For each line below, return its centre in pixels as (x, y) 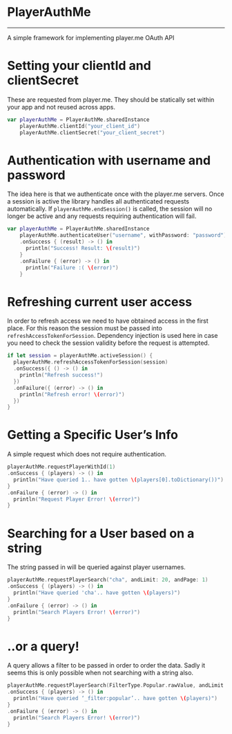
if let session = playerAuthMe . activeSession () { (80, 356)
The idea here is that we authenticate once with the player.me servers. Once (116, 194)
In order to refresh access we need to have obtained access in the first (108, 321)
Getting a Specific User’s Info (93, 435)
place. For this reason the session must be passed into (85, 328)
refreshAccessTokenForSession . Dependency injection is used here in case (113, 336)
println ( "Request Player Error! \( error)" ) (77, 499)
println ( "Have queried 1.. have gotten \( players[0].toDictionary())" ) (119, 480)
